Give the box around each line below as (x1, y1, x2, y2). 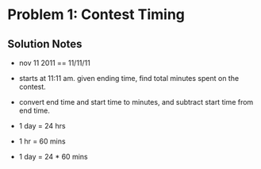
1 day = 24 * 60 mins (18, 152, 88, 161)
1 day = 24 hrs (18, 121, 66, 130)
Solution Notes (7, 37, 83, 51)
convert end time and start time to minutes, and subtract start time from (18, 98, 254, 106)
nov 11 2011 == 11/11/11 (18, 58, 90, 67)
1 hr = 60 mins (18, 136, 66, 146)
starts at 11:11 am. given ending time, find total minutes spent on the (18, 74, 240, 83)
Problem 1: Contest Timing (7, 6, 186, 24)
